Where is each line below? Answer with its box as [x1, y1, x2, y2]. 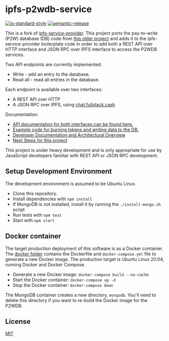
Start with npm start [12, 217, 55, 223]
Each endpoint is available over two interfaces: [5, 86, 103, 92]
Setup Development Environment [5, 167, 112, 176]
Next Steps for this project [12, 137, 68, 143]
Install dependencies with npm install [12, 196, 93, 202]
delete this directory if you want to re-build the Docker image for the [5, 297, 148, 303]
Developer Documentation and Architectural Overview [12, 132, 125, 138]
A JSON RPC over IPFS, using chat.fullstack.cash [12, 101, 115, 107]
